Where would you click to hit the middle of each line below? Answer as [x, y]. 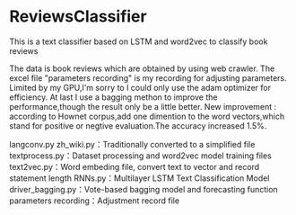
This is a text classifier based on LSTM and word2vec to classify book [139, 41]
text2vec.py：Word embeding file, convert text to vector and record [135, 166]
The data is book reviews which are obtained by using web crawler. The [142, 68]
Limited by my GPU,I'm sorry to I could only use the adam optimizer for [140, 87]
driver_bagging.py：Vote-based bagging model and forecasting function [144, 189]
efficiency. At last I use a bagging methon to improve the [113, 97]
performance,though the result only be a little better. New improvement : [143, 106]
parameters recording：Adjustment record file [95, 201]
